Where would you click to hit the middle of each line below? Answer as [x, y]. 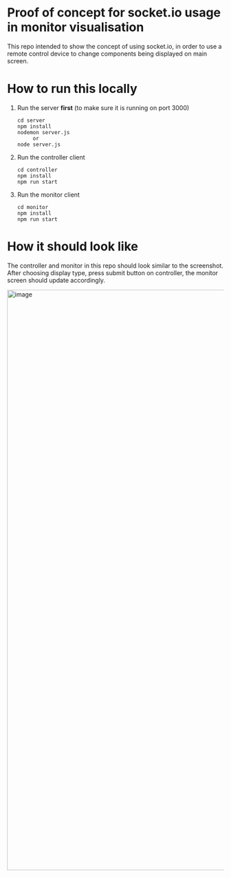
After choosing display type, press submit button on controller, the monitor [113, 272]
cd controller [37, 170]
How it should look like [73, 247]
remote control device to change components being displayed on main [107, 54]
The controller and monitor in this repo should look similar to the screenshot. [115, 266]
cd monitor [33, 207]
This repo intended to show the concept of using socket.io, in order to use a [114, 46]
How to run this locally [72, 89]
